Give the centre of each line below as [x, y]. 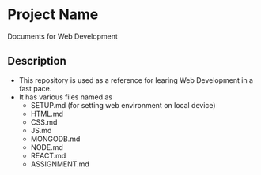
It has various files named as [65, 97]
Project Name [53, 15]
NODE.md [47, 147]
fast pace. [35, 88]
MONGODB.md [55, 139]
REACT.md [48, 155]
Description [37, 61]
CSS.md [44, 122]
